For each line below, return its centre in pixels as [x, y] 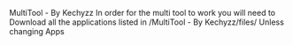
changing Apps [37, 31]
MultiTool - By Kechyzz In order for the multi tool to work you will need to [143, 13]
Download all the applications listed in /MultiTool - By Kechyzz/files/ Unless [147, 22]
